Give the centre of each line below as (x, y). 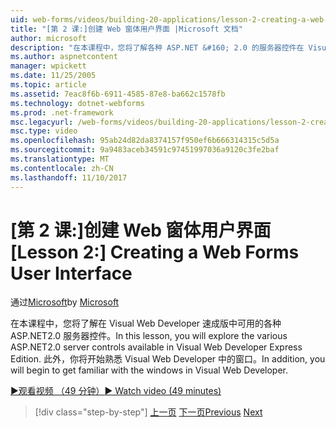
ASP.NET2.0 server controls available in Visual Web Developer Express (156, 347)
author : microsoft (48, 38)
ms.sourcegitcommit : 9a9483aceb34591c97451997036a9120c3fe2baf (145, 150)
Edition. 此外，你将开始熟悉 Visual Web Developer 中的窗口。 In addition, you (168, 359)
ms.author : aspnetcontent (64, 57)
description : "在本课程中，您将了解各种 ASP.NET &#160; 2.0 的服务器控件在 (157, 47)
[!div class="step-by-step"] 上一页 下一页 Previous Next (148, 412)
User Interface (71, 273)
